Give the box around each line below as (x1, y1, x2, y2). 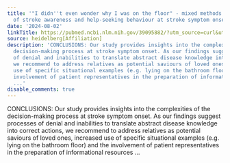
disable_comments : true (7, 86, 75, 93)
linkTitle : (7, 29, 38, 36)
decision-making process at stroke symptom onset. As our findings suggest (7, 112, 221, 120)
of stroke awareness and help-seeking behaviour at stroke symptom (13, 16, 210, 23)
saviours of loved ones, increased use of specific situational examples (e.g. (7, 134, 220, 142)
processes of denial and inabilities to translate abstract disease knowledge (7, 119, 218, 128)
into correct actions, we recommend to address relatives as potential (7, 127, 201, 135)
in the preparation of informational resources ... (7, 148, 140, 157)
